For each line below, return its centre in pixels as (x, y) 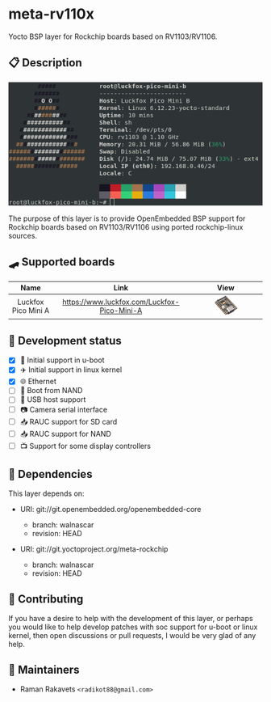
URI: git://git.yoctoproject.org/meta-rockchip (94, 549)
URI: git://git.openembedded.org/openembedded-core (110, 510)
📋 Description (45, 63)
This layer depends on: (46, 493)
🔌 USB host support (53, 400)
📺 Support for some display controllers (85, 446)
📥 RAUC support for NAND (65, 433)
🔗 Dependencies (50, 474)
